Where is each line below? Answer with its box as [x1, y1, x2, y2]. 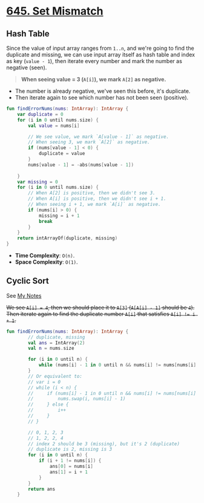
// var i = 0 [28, 378, 61, 385]
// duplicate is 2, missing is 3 [28, 447, 113, 453]
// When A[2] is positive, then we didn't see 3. [28, 190, 156, 196]
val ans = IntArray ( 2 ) [28, 340, 85, 346]
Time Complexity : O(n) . [15, 252, 75, 259]
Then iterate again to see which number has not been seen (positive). [15, 94, 189, 101]
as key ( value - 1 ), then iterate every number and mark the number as [6, 58, 183, 64]
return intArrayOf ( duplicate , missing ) [17, 235, 118, 241]
